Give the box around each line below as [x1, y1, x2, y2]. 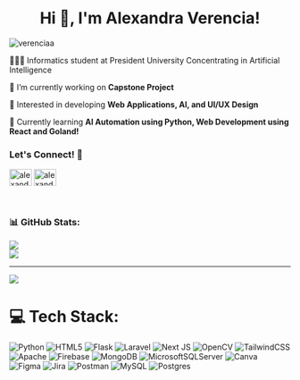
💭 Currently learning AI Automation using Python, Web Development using [9, 116, 289, 127]
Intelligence [9, 64, 52, 75]
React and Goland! [9, 125, 79, 137]
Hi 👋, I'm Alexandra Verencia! [39, 8, 261, 29]
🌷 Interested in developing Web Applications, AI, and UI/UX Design [9, 98, 259, 110]
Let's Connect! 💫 [9, 148, 83, 160]
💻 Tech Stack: [9, 306, 120, 326]
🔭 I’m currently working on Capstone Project [9, 81, 174, 92]
